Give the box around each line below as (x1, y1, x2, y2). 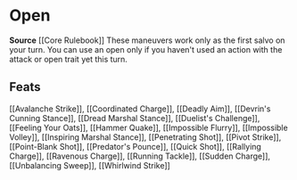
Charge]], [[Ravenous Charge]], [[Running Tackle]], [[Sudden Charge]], (9, 151, 270, 161)
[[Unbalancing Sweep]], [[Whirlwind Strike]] (9, 160, 171, 170)
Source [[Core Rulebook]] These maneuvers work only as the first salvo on (9, 35, 285, 45)
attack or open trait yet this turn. (9, 53, 128, 64)
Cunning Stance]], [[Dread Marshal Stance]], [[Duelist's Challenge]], (9, 112, 260, 123)
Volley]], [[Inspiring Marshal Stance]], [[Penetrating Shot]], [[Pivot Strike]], (9, 131, 282, 143)
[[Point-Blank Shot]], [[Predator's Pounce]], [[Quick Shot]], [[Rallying (9, 141, 261, 151)
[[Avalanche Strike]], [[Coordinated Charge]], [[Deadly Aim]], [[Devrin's (9, 103, 271, 114)
